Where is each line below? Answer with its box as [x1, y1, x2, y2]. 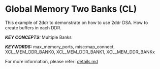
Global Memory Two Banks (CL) [5, 3, 137, 15]
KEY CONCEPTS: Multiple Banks [5, 34, 72, 40]
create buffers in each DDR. [5, 24, 62, 30]
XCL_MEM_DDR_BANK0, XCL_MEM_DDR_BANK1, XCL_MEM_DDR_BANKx [5, 49, 155, 55]
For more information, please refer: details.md [5, 58, 98, 64]
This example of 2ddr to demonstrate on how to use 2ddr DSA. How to [5, 20, 148, 25]
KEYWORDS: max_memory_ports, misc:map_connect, [5, 44, 115, 49]
